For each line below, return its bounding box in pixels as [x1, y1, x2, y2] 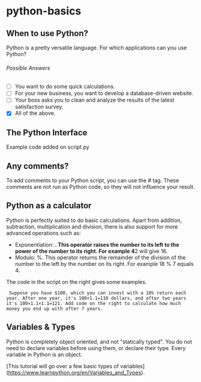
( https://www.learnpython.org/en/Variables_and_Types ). [6, 369, 145, 376]
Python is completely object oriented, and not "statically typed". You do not [6, 338, 193, 345]
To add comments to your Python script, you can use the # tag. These [6, 177, 179, 184]
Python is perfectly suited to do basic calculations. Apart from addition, [6, 217, 182, 224]
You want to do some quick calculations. [14, 83, 115, 90]
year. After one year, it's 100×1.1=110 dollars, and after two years [6, 295, 187, 301]
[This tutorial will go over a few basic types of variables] [6, 362, 145, 369]
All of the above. [14, 109, 56, 117]
